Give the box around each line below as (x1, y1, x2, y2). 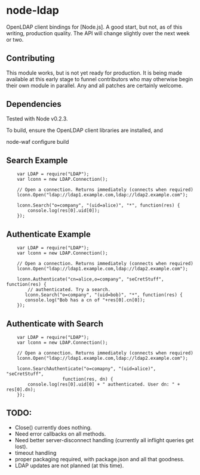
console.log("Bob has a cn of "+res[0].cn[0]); (24, 297, 146, 303)
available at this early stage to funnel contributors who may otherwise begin (6, 75, 193, 82)
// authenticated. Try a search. (27, 287, 111, 293)
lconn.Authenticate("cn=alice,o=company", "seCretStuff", (17, 276, 164, 282)
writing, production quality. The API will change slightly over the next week (6, 29, 190, 36)
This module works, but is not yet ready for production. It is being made (6, 69, 183, 76)
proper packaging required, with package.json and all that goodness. (14, 455, 185, 462)
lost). (14, 443, 28, 450)
